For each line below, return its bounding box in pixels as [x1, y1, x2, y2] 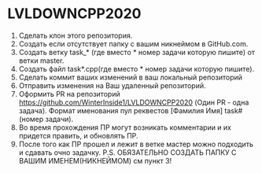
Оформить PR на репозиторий [18, 89, 120, 98]
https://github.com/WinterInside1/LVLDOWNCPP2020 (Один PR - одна [18, 98, 249, 107]
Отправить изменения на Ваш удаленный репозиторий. [18, 80, 206, 90]
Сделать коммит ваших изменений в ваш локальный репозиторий [18, 72, 243, 82]
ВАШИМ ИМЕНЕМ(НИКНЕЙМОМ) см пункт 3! [18, 156, 172, 165]
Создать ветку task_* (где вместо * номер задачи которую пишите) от [18, 47, 255, 57]
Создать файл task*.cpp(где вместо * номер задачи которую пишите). [18, 64, 255, 73]
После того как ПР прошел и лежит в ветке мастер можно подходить [18, 139, 253, 149]
